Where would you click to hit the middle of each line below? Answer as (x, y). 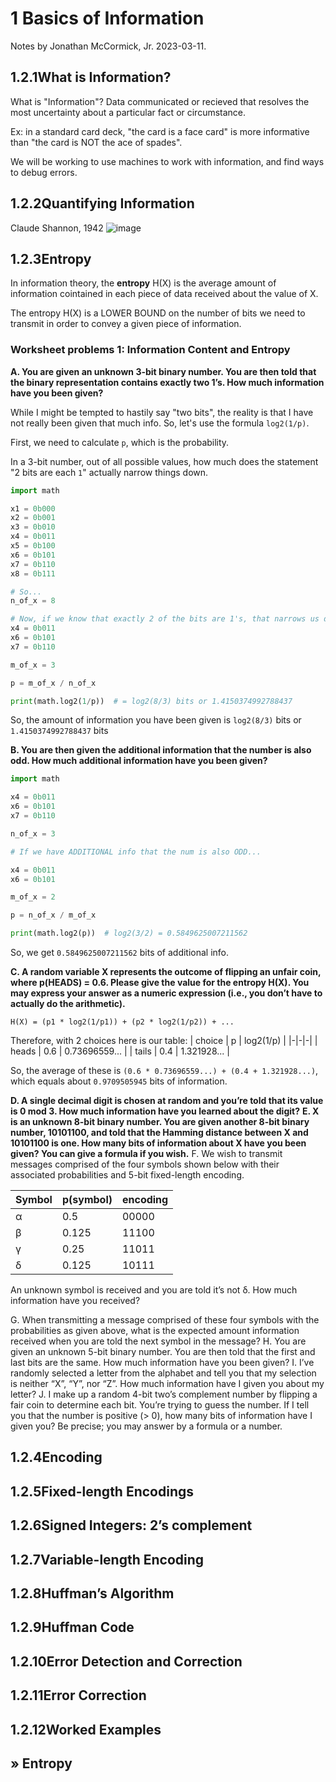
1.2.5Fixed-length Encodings (102, 1491)
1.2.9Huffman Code (72, 1627)
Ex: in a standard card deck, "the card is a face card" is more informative (160, 131)
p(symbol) (87, 1200)
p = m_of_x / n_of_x (53, 683)
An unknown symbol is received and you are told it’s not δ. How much (154, 1290)
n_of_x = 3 (33, 833)
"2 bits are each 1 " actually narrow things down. (109, 472)
